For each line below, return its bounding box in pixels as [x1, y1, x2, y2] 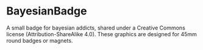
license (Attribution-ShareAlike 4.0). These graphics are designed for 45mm [6, 30, 197, 37]
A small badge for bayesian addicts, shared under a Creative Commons [6, 24, 186, 31]
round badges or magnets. [6, 37, 73, 44]
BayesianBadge [6, 4, 87, 18]
